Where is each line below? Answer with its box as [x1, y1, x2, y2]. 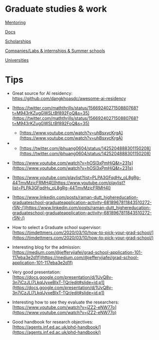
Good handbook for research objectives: [12, 319, 93, 324]
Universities [5, 57, 29, 63]
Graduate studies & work [5, 3, 107, 15]
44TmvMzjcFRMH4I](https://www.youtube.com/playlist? [12, 179, 125, 185]
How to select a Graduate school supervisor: [12, 224, 102, 230]
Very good [12, 269, 34, 275]
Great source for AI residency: [12, 90, 73, 96]
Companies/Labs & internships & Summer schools [5, 48, 106, 54]
